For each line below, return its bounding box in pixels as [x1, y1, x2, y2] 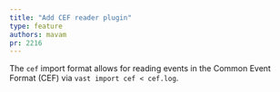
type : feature [9, 22, 64, 31]
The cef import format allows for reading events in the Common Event [9, 63, 271, 74]
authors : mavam [9, 30, 67, 39]
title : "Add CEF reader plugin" [9, 13, 132, 23]
